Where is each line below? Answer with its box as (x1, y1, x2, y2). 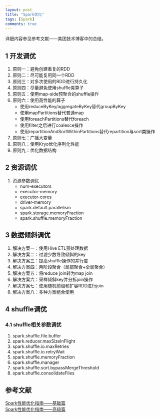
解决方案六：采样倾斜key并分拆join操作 (12, 276, 93, 282)
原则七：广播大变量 (12, 135, 52, 141)
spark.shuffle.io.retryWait (12, 349, 65, 355)
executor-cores (19, 194, 52, 200)
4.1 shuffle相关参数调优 (5, 321, 61, 328)
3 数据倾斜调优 (5, 231, 51, 239)
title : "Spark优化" (5, 12, 44, 17)
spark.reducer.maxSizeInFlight (12, 338, 75, 344)
